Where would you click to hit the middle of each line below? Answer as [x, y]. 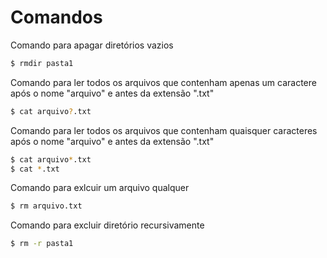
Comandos [56, 17]
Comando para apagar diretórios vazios [92, 45]
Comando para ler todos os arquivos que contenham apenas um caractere [163, 82]
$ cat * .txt [35, 169]
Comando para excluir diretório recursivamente [107, 225]
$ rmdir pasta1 [42, 63]
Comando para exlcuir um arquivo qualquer [100, 188]
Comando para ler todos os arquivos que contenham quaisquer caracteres [164, 130]
